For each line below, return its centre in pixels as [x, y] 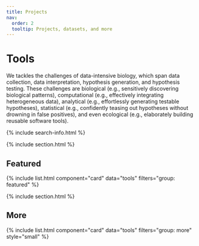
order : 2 [23, 23]
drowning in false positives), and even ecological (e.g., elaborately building [100, 114]
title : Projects [27, 12]
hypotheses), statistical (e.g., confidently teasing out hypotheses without [97, 108]
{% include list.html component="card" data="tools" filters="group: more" [99, 230]
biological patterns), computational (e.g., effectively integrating [85, 95]
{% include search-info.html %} [46, 133]
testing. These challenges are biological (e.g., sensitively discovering [93, 89]
